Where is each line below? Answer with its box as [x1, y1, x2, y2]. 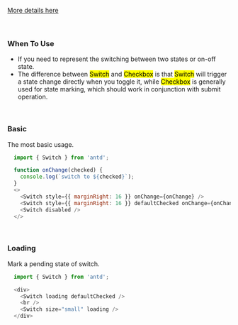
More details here [7, 6, 59, 14]
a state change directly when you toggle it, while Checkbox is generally [17, 77, 226, 86]
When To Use [7, 38, 55, 48]
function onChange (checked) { [13, 167, 103, 174]
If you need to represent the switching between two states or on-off [17, 55, 216, 63]
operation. [17, 92, 48, 101]
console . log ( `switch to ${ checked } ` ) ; [20, 173, 135, 180]
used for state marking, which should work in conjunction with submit [17, 85, 221, 94]
